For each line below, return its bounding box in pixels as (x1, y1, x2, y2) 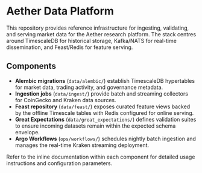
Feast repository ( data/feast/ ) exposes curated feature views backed (14, 103, 191, 110)
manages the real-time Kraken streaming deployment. (14, 141, 150, 149)
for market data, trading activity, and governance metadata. (14, 83, 163, 91)
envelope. (14, 128, 40, 135)
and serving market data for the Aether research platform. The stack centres (6, 30, 197, 38)
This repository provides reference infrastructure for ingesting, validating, (6, 24, 189, 31)
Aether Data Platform (6, 4, 115, 18)
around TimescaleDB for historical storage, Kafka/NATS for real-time (6, 37, 177, 44)
